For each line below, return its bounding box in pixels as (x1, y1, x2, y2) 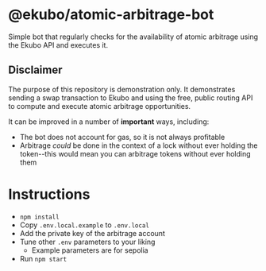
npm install (19, 213, 60, 221)
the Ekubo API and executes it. (8, 40, 109, 49)
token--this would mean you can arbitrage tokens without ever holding (19, 149, 252, 158)
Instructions (8, 185, 91, 203)
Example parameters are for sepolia (31, 245, 148, 255)
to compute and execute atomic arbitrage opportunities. (8, 101, 191, 110)
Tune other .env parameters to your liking (19, 237, 156, 246)
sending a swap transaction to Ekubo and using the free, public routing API (8, 93, 253, 103)
